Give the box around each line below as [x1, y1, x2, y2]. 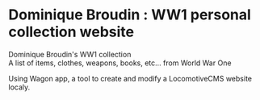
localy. [8, 82, 31, 92]
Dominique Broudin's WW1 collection [8, 49, 132, 59]
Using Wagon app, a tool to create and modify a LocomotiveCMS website [8, 73, 253, 83]
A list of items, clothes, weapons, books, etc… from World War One [8, 58, 232, 68]
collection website [8, 23, 135, 41]
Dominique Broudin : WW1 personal [8, 6, 252, 24]
